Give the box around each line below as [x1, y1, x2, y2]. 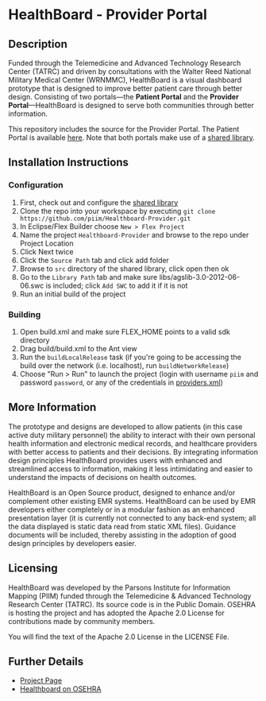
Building [8, 308, 41, 320]
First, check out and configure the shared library [19, 197, 179, 207]
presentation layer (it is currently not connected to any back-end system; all [8, 513, 256, 522]
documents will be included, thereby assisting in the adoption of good [8, 530, 237, 540]
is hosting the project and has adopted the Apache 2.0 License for [8, 608, 225, 618]
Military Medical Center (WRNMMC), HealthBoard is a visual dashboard [8, 76, 242, 84]
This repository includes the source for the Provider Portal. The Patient [8, 125, 240, 134]
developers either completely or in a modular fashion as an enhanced [8, 505, 236, 514]
